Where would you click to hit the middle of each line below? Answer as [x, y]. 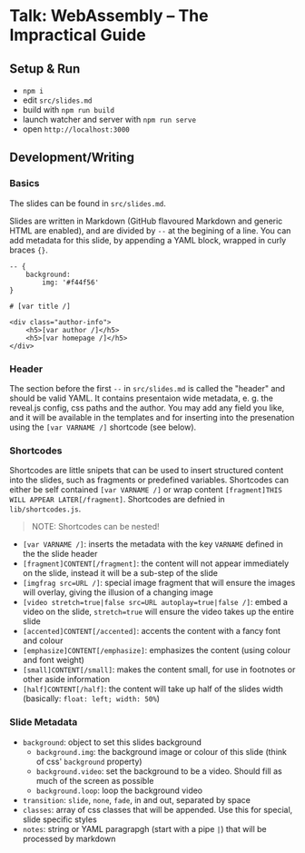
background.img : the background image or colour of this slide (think [162, 751]
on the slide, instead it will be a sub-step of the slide [120, 573]
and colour [43, 640]
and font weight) [53, 660]
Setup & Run [45, 69]
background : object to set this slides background [112, 742]
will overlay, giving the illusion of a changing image [118, 592]
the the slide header [60, 554]
